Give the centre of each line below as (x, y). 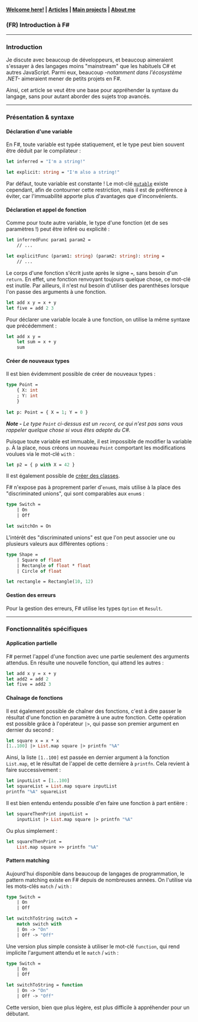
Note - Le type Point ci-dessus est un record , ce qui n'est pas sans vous (95, 423)
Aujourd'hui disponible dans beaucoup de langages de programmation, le (95, 874)
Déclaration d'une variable (39, 131)
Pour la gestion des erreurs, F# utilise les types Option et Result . (85, 608)
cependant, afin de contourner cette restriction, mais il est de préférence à (97, 190)
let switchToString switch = (42, 919)
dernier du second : (30, 730)
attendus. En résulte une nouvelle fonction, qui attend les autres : (85, 663)
